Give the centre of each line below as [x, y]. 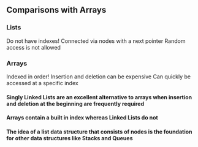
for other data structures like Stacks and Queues [70, 138]
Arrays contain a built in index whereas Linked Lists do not [82, 118]
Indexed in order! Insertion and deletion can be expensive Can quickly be [99, 77]
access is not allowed [34, 47]
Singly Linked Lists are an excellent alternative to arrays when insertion [99, 97]
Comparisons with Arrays [56, 10]
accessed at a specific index [42, 83]
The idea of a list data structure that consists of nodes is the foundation [99, 132]
